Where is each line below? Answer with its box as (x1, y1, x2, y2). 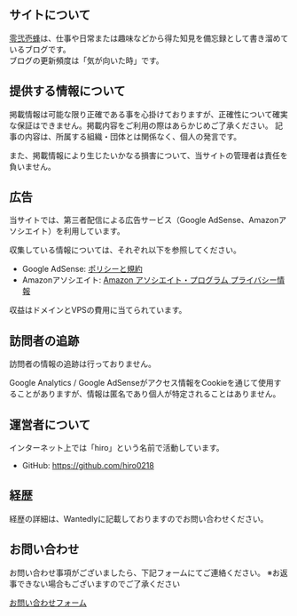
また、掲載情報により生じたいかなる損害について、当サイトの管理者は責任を (9, 149, 288, 161)
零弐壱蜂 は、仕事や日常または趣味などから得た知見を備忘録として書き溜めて (9, 33, 289, 44)
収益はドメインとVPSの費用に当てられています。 (9, 305, 187, 316)
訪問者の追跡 (9, 333, 80, 348)
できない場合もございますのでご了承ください (16, 578, 180, 588)
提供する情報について (9, 84, 126, 99)
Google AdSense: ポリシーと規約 (21, 264, 144, 275)
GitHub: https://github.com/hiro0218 (21, 460, 155, 471)
